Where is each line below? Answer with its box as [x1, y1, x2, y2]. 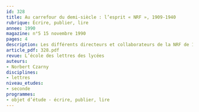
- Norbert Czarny [6, 63, 49, 70]
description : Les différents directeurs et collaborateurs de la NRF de [6, 42, 190, 48]
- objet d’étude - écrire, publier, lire [6, 97, 110, 103]
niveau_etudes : [6, 81, 44, 87]
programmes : [6, 91, 36, 97]
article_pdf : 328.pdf [6, 47, 60, 53]
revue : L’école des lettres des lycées [6, 53, 105, 59]
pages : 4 [6, 36, 28, 42]
